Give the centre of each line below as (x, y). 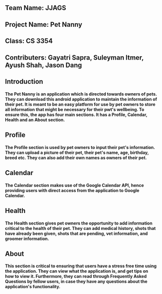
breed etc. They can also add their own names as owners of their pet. (76, 158)
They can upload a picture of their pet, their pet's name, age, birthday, (77, 152)
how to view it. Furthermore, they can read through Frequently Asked (76, 277)
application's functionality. (33, 287)
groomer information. (27, 238)
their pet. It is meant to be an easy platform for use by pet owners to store (80, 104)
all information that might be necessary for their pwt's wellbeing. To (75, 109)
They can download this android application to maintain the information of (81, 99)
